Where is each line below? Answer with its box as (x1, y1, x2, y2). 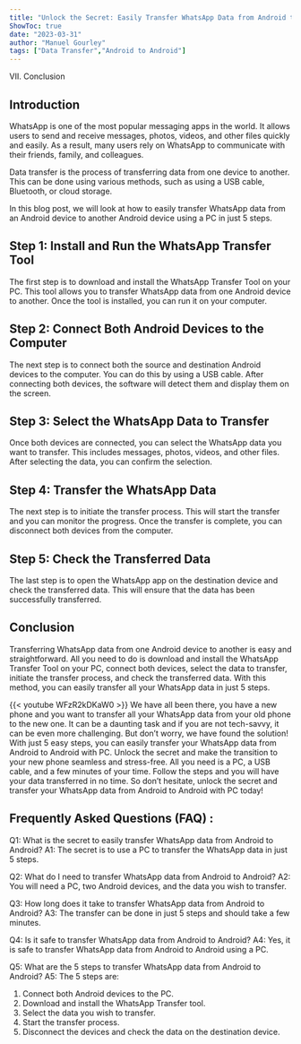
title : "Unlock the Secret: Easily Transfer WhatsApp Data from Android (9, 13, 287, 22)
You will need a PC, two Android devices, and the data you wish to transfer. (9, 880, 287, 892)
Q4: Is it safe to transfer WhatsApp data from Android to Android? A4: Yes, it (9, 934, 291, 945)
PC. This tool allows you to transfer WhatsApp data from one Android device (9, 286, 291, 297)
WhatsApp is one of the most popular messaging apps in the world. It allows (9, 120, 291, 131)
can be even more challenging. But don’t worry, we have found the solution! (9, 728, 289, 738)
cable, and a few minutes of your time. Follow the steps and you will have (9, 765, 279, 776)
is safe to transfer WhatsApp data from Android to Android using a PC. (9, 944, 269, 954)
